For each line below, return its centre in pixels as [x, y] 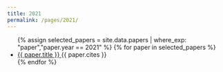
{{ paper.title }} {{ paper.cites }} [62, 54]
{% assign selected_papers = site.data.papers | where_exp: [101, 39]
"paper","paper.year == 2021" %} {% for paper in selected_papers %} [116, 47]
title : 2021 [24, 13]
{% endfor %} [37, 62]
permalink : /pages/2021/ [43, 20]
